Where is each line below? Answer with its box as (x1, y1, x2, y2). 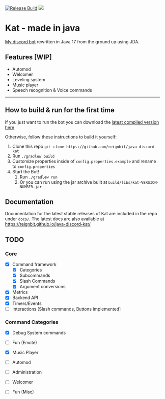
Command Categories (5, 318, 59, 325)
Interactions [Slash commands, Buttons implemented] (12, 306, 121, 312)
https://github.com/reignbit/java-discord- (66, 144, 157, 149)
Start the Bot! (12, 168, 39, 174)
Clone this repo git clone (12, 143, 65, 149)
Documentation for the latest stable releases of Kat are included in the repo (5, 211, 157, 217)
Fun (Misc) (12, 389, 34, 395)
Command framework (12, 262, 56, 267)
